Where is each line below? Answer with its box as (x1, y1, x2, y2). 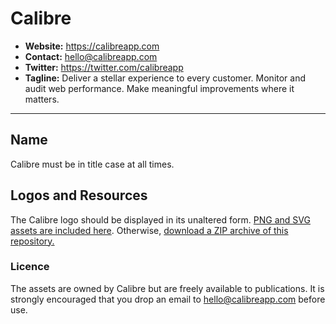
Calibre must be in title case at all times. (10, 158, 175, 170)
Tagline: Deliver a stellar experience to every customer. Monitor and (24, 72, 307, 84)
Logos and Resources (10, 187, 148, 204)
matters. (24, 93, 60, 105)
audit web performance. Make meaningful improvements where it (24, 82, 295, 94)
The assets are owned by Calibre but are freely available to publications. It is (10, 282, 325, 294)
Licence (10, 260, 50, 274)
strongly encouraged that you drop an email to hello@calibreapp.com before (10, 293, 326, 305)
